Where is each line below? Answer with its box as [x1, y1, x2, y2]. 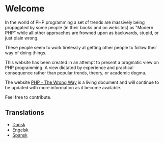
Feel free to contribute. [5, 94, 52, 100]
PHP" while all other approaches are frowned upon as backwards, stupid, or [5, 30, 159, 36]
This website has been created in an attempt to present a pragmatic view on [5, 59, 159, 65]
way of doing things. [5, 50, 47, 56]
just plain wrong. [5, 35, 39, 41]
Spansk [12, 132, 28, 138]
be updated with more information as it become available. [5, 84, 122, 90]
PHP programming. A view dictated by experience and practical [5, 65, 134, 71]
